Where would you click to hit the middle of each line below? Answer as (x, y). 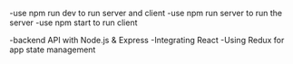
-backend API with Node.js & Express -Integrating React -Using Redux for (147, 40)
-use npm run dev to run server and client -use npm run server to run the (146, 13)
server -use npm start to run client (73, 23)
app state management (53, 50)
